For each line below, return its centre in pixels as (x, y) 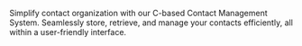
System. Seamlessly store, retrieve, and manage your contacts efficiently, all (151, 23)
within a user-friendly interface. (68, 32)
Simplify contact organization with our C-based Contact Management (138, 13)
